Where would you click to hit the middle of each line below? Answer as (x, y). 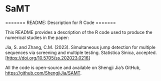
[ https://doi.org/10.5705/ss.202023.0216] (48, 57)
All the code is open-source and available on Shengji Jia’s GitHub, (73, 67)
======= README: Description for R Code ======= (61, 22)
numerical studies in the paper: (37, 37)
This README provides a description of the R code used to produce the (79, 32)
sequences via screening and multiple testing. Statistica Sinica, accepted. (81, 52)
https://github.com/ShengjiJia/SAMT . (43, 72)
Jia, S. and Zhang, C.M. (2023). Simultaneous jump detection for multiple (80, 47)
